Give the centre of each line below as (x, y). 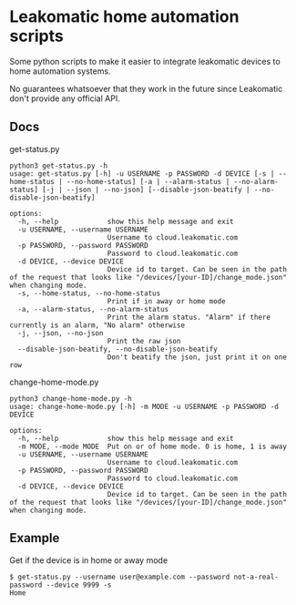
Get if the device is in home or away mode (89, 560)
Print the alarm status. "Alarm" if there (189, 317)
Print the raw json (144, 341)
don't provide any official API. (65, 98)
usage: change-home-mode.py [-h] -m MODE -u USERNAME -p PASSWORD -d (144, 406)
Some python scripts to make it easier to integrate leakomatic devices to (145, 61)
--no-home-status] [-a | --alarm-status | (148, 181)
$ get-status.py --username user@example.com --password (120, 577)
